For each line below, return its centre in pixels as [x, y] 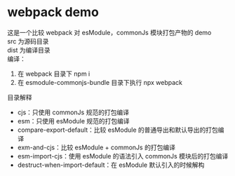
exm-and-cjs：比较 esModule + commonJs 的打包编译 [96, 147]
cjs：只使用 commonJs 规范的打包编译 [73, 112]
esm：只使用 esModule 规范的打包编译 [73, 121]
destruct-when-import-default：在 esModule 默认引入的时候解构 [111, 165]
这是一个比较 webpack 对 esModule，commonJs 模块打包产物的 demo [109, 32]
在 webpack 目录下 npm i [54, 74]
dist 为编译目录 [29, 50]
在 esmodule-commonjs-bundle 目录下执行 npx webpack [100, 82]
